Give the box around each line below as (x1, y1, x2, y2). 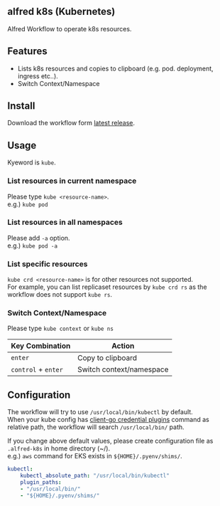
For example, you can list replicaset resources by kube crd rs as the (7, 283, 207, 291)
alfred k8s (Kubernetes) (7, 6, 116, 18)
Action (111, 341, 135, 351)
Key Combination (11, 341, 71, 351)
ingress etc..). (17, 71, 58, 80)
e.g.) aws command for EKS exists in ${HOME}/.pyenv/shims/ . (7, 452, 182, 460)
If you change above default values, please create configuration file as (7, 437, 214, 446)
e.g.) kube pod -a (7, 241, 58, 250)
